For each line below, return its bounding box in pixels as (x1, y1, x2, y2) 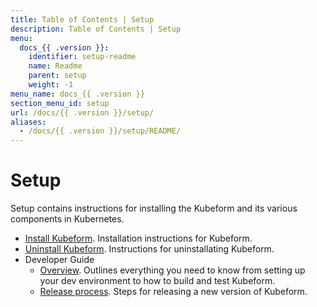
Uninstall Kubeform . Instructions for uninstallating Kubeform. (24, 243, 275, 255)
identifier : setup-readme (28, 52, 137, 62)
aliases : (10, 117, 47, 127)
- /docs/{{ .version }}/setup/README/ (19, 126, 182, 136)
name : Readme (28, 61, 83, 71)
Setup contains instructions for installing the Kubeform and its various (10, 202, 298, 215)
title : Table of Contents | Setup (10, 14, 155, 25)
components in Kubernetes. (10, 213, 125, 225)
